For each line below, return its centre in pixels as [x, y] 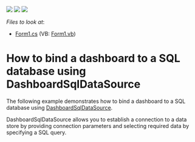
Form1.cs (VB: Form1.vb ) [45, 34]
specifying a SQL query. [36, 132]
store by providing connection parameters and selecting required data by [98, 126]
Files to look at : [26, 22]
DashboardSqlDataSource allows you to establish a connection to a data [97, 119]
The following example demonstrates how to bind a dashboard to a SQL [96, 101]
